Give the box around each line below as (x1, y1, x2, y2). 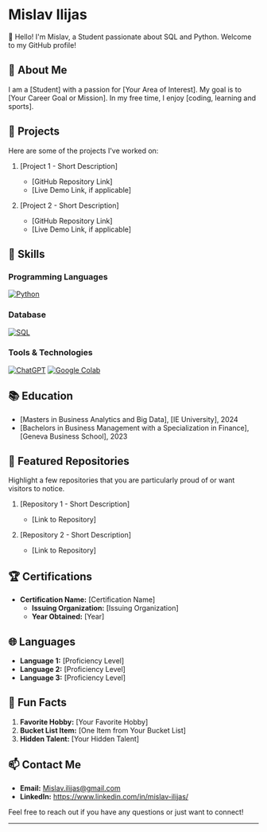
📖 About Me (8, 64, 68, 77)
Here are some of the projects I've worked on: (8, 146, 159, 155)
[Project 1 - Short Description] (19, 161, 118, 170)
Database (8, 309, 46, 320)
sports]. (8, 101, 34, 111)
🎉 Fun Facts (8, 696, 68, 709)
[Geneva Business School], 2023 (19, 432, 128, 441)
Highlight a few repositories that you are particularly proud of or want (8, 475, 235, 485)
